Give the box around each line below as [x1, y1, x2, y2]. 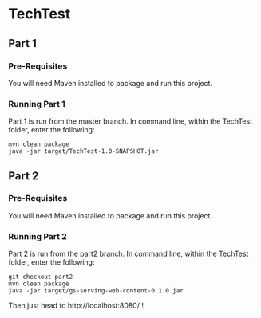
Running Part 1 [8, 98, 65, 109]
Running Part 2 [8, 230, 68, 241]
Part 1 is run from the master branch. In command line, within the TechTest [8, 116, 253, 126]
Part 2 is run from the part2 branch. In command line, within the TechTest [8, 249, 249, 259]
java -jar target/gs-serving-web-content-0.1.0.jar [8, 287, 184, 295]
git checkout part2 [8, 273, 73, 281]
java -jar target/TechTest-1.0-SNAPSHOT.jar [8, 147, 159, 155]
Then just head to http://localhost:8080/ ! [8, 300, 144, 311]
